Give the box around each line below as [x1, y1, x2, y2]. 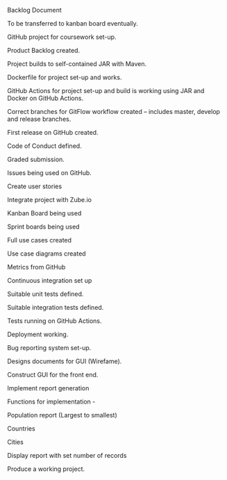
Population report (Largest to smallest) [7, 411, 117, 419]
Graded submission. [7, 156, 65, 163]
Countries [7, 424, 36, 433]
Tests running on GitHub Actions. [7, 317, 102, 325]
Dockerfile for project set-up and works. [7, 73, 122, 81]
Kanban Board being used [7, 209, 82, 217]
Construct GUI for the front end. [7, 371, 99, 379]
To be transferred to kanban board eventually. [7, 19, 139, 27]
